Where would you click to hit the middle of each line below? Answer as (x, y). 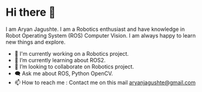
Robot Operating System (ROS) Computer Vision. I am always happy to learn (101, 35)
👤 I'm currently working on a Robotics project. (72, 53)
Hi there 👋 (31, 12)
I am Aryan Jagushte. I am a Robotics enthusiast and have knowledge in (95, 29)
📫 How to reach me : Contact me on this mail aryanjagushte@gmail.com (105, 82)
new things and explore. (36, 42)
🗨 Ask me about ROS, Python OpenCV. (64, 73)
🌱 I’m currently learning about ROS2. (60, 60)
